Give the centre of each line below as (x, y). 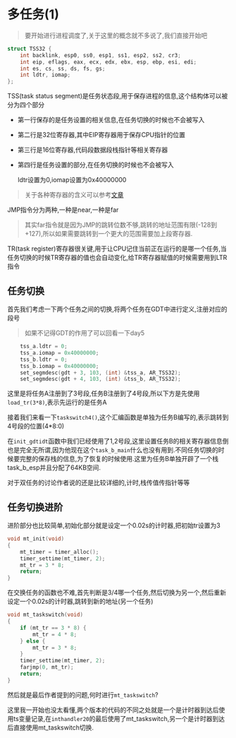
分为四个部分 (26, 105)
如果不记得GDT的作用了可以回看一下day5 (85, 333)
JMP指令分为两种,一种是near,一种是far (63, 210)
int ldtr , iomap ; (45, 75)
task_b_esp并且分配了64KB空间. (54, 468)
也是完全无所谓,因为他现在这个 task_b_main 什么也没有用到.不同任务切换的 (113, 450)
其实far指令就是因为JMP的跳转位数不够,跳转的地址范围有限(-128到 (120, 225)
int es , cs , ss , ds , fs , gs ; (63, 69)
